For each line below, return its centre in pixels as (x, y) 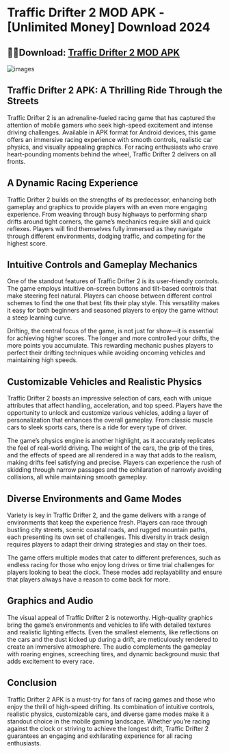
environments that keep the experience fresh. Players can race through (107, 523)
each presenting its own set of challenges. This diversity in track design (108, 537)
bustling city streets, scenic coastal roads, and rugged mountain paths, (107, 530)
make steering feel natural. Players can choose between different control (110, 296)
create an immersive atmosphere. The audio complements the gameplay (109, 647)
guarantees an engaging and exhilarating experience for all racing (100, 736)
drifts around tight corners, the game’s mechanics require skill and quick (109, 222)
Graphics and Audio (50, 601)
